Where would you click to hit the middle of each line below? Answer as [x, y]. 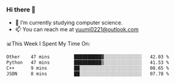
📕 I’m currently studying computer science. [69, 23]
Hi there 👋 [21, 10]
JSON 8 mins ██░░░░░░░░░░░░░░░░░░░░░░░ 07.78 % [88, 74]
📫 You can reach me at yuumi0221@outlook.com [77, 29]
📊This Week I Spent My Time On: [48, 44]
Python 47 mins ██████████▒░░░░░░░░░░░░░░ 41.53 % [88, 63]
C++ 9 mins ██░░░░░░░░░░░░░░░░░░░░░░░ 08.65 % [88, 69]
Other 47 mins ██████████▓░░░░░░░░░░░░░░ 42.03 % [88, 57]
